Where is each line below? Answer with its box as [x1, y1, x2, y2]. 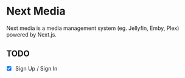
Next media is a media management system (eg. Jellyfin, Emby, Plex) [6, 24, 180, 32]
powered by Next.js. [6, 30, 57, 38]
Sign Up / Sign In [15, 65, 58, 72]
